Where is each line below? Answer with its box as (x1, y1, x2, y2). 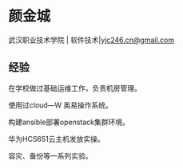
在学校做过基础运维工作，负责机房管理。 (8, 83, 141, 92)
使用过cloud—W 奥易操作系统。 (8, 100, 113, 110)
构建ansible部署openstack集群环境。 (8, 117, 130, 127)
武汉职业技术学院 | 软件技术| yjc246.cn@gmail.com (8, 35, 175, 45)
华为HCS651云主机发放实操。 (8, 134, 105, 143)
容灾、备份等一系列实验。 (8, 150, 93, 160)
